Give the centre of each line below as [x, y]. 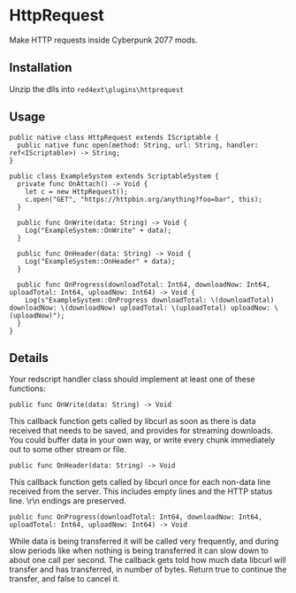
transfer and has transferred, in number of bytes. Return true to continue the [148, 570]
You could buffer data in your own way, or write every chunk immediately [142, 440]
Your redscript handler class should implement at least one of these [132, 379]
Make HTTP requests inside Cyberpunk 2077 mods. [103, 40]
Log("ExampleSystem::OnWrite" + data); [99, 230]
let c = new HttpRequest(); [76, 191]
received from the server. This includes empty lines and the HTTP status [141, 491]
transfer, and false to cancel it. [65, 579]
